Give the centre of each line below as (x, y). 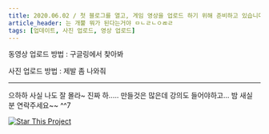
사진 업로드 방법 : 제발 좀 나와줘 (57, 71)
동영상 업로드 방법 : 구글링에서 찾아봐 (66, 54)
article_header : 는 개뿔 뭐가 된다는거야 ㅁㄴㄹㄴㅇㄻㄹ (91, 23)
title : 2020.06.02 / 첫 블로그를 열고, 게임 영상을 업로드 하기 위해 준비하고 (123, 16)
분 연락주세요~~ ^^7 (40, 105)
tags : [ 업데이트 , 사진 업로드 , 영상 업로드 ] (72, 30)
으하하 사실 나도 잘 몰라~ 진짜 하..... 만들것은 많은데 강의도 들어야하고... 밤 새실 (131, 96)
